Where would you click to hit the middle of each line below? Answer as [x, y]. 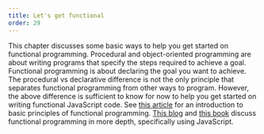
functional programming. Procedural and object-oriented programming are [130, 54]
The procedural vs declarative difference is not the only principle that [121, 79]
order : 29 [25, 23]
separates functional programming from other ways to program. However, [129, 87]
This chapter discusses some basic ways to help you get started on [118, 45]
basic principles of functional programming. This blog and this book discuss [132, 113]
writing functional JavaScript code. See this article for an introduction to [126, 105]
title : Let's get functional [56, 15]
